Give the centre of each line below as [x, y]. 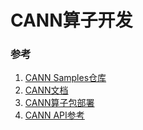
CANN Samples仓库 [65, 78]
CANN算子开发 [71, 20]
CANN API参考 [54, 115]
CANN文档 [46, 90]
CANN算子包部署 [59, 103]
